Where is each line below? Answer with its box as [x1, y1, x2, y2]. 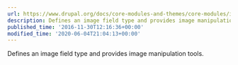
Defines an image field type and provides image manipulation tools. [7, 49, 204, 58]
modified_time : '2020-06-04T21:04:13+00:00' [7, 30, 141, 37]
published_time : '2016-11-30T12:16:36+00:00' [7, 23, 144, 30]
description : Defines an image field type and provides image [7, 17, 195, 24]
